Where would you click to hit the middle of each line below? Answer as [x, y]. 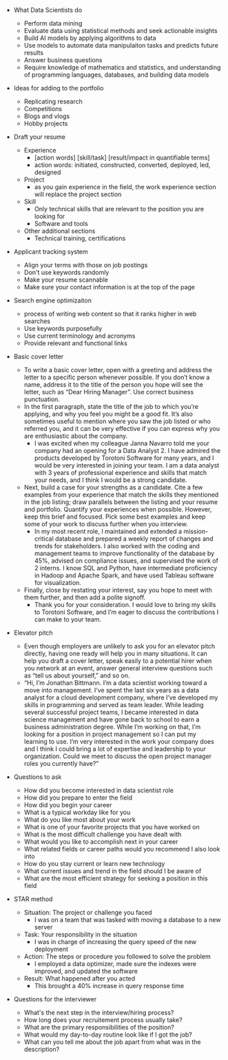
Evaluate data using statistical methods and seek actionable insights [121, 31]
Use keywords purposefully [63, 328]
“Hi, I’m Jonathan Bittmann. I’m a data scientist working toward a [115, 683]
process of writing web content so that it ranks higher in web [110, 314]
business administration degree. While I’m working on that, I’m [112, 727]
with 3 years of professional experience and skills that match [121, 473]
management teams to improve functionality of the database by [124, 553]
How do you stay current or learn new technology [94, 864]
